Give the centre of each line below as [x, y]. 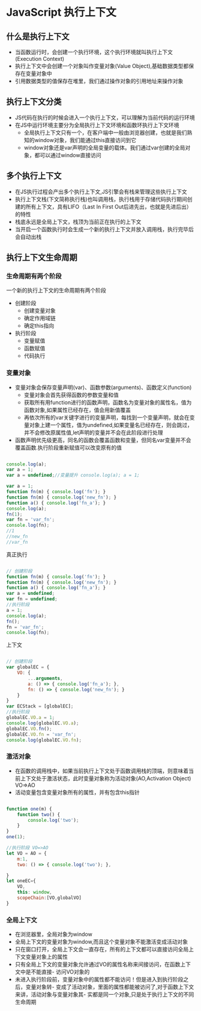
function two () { [39, 814]
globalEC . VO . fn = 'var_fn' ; [41, 734]
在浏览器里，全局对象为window [54, 935]
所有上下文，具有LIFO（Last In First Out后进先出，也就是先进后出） [109, 207]
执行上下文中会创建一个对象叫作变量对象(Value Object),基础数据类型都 [102, 66]
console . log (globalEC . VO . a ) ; [43, 723]
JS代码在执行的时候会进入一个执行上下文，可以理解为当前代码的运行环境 [105, 117]
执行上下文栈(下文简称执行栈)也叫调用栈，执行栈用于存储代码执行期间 [101, 199]
